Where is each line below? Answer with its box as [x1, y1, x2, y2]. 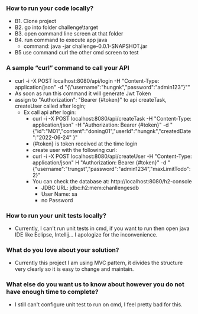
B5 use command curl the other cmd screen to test [14, 49, 139, 56]
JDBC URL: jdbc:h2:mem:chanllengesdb [41, 184, 139, 191]
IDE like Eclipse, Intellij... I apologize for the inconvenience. [14, 231, 158, 238]
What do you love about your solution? [6, 245, 119, 254]
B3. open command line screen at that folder [14, 30, 124, 37]
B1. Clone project [14, 18, 57, 25]
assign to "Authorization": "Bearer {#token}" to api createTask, [14, 96, 167, 103]
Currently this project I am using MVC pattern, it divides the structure [14, 259, 183, 267]
